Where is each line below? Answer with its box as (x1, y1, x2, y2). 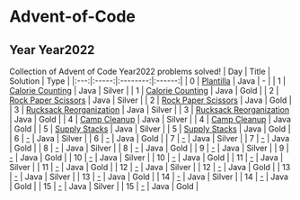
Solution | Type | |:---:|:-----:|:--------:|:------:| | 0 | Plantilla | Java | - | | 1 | (9, 76, 286, 86)
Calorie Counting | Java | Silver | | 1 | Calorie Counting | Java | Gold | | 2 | (9, 86, 279, 95)
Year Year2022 (9, 42, 95, 58)
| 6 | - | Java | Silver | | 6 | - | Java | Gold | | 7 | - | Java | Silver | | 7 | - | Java (9, 133, 290, 143)
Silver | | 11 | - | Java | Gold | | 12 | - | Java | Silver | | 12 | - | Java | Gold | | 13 (9, 162, 291, 172)
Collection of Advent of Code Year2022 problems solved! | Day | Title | (9, 66, 271, 77)
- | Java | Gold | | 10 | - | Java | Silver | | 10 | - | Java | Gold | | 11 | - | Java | (9, 152, 284, 163)
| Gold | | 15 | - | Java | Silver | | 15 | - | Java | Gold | (9, 181, 199, 191)
